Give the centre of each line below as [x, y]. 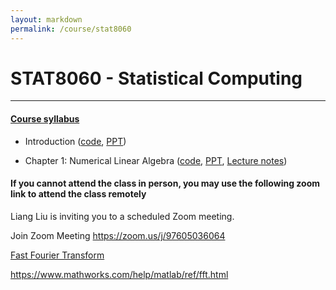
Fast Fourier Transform [57, 255]
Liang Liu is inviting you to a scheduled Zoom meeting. [122, 216]
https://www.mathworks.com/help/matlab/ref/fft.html [119, 274]
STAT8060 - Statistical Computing [156, 78]
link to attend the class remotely [78, 194]
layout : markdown [46, 19]
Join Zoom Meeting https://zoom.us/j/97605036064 [118, 235]
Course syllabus [45, 119]
